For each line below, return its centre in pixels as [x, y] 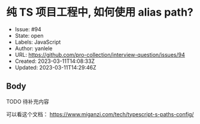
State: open [29, 35]
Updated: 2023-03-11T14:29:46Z [56, 67]
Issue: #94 [28, 29]
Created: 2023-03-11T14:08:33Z [55, 61]
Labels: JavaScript [38, 42]
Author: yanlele [34, 48]
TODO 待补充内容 [28, 101]
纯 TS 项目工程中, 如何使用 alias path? [100, 12]
